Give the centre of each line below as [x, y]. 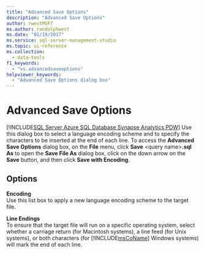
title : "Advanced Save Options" [47, 12]
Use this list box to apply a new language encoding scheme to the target [98, 200]
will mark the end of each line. [44, 244]
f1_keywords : [23, 63]
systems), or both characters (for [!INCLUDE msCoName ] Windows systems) [102, 238]
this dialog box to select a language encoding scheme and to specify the [98, 134]
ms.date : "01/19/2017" [35, 35]
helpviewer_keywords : [34, 75]
